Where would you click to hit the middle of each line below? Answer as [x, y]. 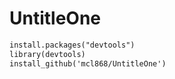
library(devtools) [47, 54]
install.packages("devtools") [72, 45]
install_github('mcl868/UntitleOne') [88, 63]
